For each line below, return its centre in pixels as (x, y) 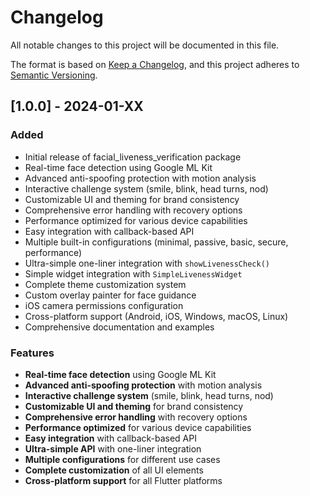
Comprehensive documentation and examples (119, 327)
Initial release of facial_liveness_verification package (133, 157)
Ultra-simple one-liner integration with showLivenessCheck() (147, 263)
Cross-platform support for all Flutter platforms (123, 480)
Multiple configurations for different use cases (122, 459)
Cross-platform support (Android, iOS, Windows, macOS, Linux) (156, 316)
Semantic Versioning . (54, 75)
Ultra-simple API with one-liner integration (113, 448)
